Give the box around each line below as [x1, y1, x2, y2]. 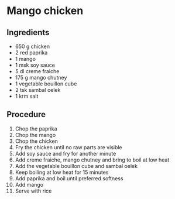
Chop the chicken [15, 138, 58, 145]
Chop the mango [15, 131, 56, 138]
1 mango [15, 56, 36, 62]
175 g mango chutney [15, 74, 67, 81]
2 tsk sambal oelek [15, 87, 61, 93]
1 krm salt [15, 92, 39, 99]
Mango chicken [6, 4, 84, 18]
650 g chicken [15, 43, 50, 50]
